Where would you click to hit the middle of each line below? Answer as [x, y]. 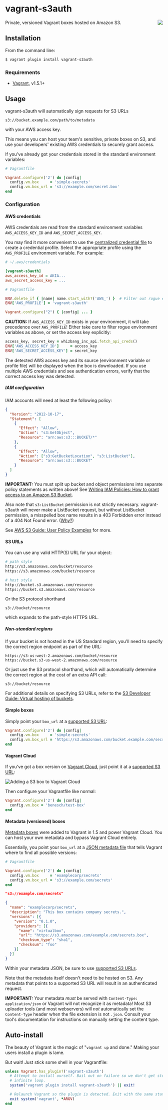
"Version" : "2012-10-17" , [37, 414]
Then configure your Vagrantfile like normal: [50, 791]
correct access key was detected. [40, 376]
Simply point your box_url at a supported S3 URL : [56, 721]
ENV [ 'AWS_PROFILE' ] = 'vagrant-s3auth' [47, 303]
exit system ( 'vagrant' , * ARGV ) [42, 1099]
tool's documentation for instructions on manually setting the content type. [82, 1019]
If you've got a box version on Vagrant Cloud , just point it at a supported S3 [83, 767]
